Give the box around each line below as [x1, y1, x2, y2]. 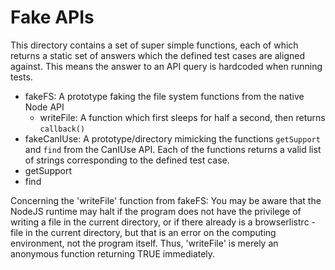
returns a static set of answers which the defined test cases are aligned [10, 49, 305, 61]
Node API [24, 101, 65, 113]
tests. [10, 71, 33, 83]
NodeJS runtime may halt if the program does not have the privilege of [10, 205, 302, 217]
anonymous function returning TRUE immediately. [10, 247, 216, 260]
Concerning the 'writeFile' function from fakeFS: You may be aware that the [10, 194, 322, 206]
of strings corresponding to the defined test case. [24, 154, 230, 166]
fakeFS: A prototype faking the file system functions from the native [24, 90, 305, 102]
